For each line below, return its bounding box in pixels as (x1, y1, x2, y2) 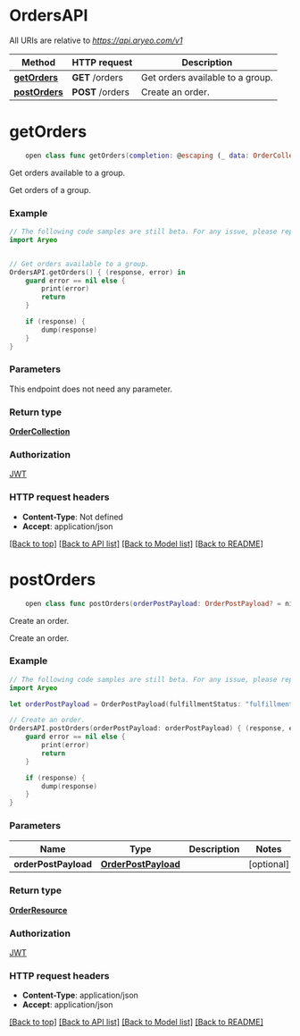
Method (21, 55, 56, 68)
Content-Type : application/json (21, 990, 138, 1001)
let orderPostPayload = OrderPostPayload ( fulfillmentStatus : (9, 699, 242, 709)
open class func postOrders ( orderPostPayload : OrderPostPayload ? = (25, 599, 281, 608)
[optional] (248, 857, 290, 870)
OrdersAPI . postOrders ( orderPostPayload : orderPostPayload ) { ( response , (9, 724, 286, 733)
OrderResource (9, 905, 68, 915)
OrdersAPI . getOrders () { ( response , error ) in (9, 267, 186, 277)
